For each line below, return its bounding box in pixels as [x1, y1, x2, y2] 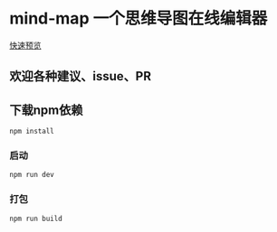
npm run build [9, 214, 63, 223]
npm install [9, 127, 54, 136]
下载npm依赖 [9, 102, 83, 117]
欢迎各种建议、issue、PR [9, 69, 152, 84]
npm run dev [9, 171, 54, 180]
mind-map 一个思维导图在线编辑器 [9, 8, 268, 29]
